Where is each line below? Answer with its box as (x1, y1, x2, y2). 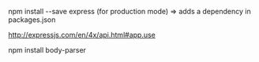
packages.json (8, 15, 56, 24)
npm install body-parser (8, 46, 87, 54)
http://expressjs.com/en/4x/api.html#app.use (8, 31, 156, 39)
